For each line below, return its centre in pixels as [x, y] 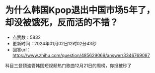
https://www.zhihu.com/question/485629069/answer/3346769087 [81, 55]
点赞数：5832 [26, 37]
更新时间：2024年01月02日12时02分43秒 [54, 43]
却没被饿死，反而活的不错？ [62, 23]
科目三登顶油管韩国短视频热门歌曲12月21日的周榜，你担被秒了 [68, 66]
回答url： [22, 50]
